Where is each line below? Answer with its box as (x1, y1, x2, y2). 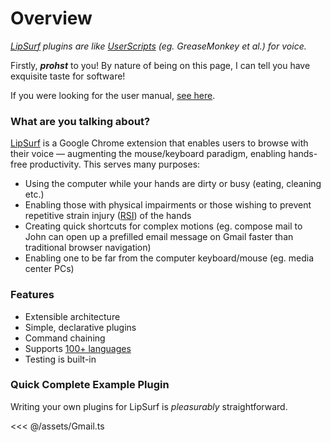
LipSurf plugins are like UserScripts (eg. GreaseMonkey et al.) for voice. (10, 40, 307, 52)
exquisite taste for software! (10, 70, 126, 82)
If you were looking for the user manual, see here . (10, 89, 216, 101)
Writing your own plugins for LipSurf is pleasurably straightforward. (10, 400, 288, 412)
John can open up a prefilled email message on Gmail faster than (24, 231, 294, 243)
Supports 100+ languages (24, 342, 132, 354)
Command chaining (24, 332, 106, 344)
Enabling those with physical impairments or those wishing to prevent (24, 199, 312, 211)
